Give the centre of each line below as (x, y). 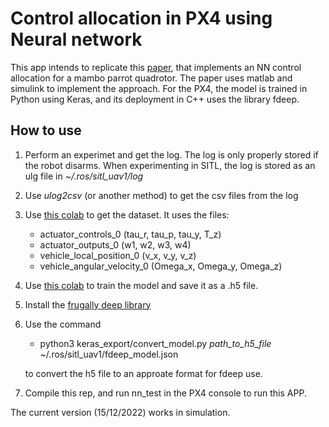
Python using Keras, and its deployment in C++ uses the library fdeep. (155, 99)
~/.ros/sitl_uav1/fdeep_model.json (109, 354)
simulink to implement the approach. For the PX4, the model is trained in (159, 88)
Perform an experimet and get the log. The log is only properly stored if (171, 154)
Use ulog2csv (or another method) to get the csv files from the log (161, 195)
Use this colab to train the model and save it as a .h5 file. (141, 285)
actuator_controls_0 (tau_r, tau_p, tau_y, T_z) (130, 234)
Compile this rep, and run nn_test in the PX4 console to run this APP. (165, 393)
